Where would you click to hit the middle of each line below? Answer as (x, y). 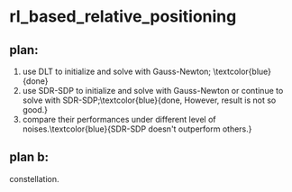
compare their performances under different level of (119, 119)
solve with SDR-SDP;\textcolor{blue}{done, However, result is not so (149, 100)
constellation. (34, 178)
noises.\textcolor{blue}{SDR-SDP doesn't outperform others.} (137, 129)
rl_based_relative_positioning (123, 17)
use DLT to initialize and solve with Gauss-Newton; (117, 71)
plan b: (29, 157)
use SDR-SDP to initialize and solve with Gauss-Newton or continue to (153, 91)
